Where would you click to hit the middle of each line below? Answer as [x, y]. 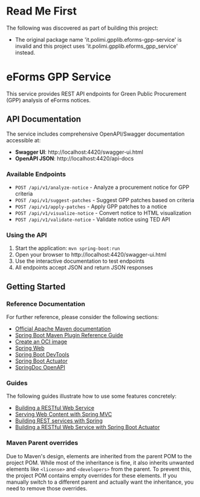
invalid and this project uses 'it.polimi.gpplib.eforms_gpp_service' [96, 46]
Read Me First [42, 11]
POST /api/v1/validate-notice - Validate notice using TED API [92, 219]
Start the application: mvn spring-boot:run [67, 248]
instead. [25, 52]
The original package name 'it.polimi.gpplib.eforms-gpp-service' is [98, 39]
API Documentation [44, 119]
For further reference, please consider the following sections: [82, 317]
